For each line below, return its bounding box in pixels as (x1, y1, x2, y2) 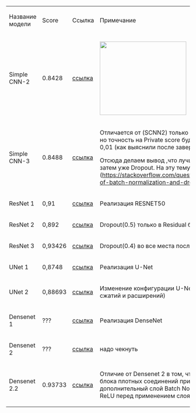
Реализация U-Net (100, 263, 153, 271)
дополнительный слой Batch (100, 384, 181, 393)
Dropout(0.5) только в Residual (100, 221, 187, 229)
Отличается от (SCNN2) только (100, 128, 188, 136)
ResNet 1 (9, 199, 35, 207)
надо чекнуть (100, 345, 138, 353)
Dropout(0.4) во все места (100, 242, 175, 250)
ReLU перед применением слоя (100, 391, 191, 400)
